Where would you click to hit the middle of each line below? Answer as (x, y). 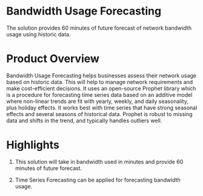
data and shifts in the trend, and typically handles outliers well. (84, 120)
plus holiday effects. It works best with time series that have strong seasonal (102, 108)
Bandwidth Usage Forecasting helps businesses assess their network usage (101, 75)
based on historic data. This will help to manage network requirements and (100, 82)
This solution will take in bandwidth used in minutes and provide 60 (99, 162)
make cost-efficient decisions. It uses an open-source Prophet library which (101, 88)
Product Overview (53, 59)
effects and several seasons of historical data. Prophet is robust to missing (99, 114)
